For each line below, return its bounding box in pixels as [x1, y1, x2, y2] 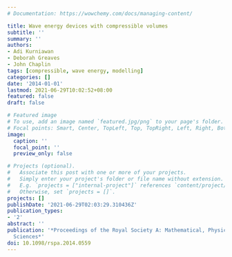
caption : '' [13, 137, 48, 145]
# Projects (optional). [7, 163, 76, 169]
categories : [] [7, 74, 51, 81]
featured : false [7, 93, 54, 100]
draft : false [7, 99, 45, 107]
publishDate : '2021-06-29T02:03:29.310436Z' [7, 201, 137, 208]
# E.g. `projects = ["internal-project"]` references [7, 182, 171, 189]
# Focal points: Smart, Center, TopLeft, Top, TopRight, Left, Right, [7, 125, 215, 132]
